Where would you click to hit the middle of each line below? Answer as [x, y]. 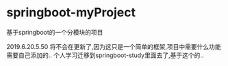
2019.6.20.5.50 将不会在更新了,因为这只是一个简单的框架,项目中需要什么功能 [114, 46]
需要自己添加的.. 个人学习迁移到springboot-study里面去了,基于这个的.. [105, 55]
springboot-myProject [71, 13]
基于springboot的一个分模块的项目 [55, 32]
